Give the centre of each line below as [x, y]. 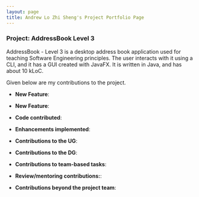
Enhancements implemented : [52, 129]
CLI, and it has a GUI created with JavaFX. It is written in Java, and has [94, 64]
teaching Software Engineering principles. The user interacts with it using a [99, 58]
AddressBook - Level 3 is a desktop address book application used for [93, 51]
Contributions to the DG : [46, 152]
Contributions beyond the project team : [65, 187]
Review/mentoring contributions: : [58, 176]
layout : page [23, 12]
